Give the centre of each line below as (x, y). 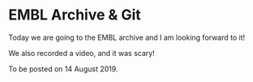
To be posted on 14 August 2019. (63, 69)
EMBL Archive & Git (75, 15)
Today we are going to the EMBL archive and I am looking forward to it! (127, 37)
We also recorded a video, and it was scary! (82, 53)
